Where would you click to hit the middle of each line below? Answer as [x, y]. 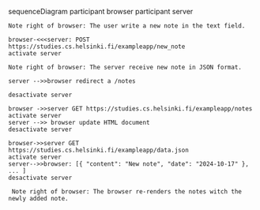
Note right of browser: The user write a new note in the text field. [127, 26]
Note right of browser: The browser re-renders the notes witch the [127, 192]
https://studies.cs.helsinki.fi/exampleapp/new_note [97, 47]
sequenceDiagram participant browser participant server [101, 11]
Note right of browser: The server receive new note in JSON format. [125, 67]
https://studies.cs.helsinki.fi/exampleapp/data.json [99, 150]
